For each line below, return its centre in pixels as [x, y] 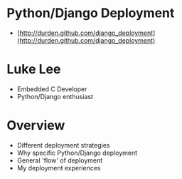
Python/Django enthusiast [55, 96]
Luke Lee [34, 70]
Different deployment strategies [63, 145]
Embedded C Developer [52, 89]
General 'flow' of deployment [60, 160]
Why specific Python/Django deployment [77, 153]
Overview [36, 126]
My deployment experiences [59, 168]
